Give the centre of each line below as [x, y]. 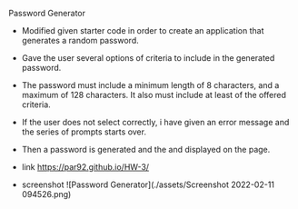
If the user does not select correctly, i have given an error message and [155, 122]
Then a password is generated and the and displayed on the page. [146, 149]
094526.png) [46, 194]
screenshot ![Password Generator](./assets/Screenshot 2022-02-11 [148, 184]
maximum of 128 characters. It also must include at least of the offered [154, 95]
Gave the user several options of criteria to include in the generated [148, 58]
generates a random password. [80, 40]
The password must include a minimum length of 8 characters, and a [150, 85]
